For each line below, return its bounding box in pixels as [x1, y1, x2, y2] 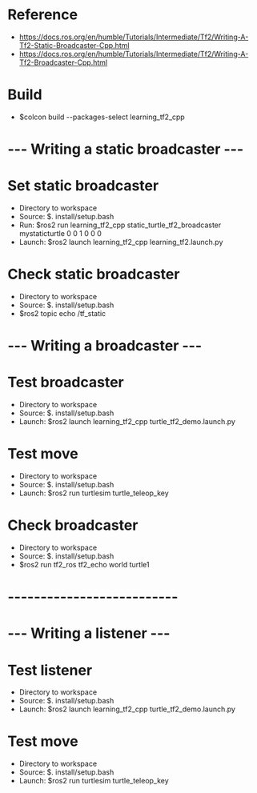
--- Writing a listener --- [7, 624, 171, 643]
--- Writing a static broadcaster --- [7, 140, 244, 158]
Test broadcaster [7, 374, 125, 391]
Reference [7, 6, 78, 24]
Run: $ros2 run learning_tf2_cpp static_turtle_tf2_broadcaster [18, 220, 222, 230]
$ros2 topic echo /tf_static [18, 308, 106, 318]
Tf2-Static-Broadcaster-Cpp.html [18, 40, 130, 50]
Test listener [7, 661, 93, 679]
